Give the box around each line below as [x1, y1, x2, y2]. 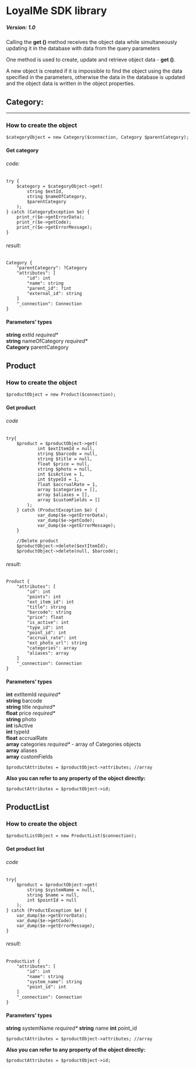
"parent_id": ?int [27, 286, 72, 292]
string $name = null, [27, 892, 80, 898]
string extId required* [6, 331, 58, 338]
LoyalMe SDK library [6, 4, 107, 18]
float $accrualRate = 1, [37, 481, 98, 487]
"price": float [27, 615, 64, 621]
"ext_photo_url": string [27, 640, 87, 646]
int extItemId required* [6, 691, 61, 698]
